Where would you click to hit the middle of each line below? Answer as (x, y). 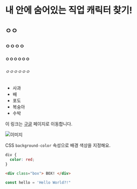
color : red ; (22, 160)
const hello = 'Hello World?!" (38, 182)
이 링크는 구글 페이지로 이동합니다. (39, 124)
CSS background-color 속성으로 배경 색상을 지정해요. (58, 145)
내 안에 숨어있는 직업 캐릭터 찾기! (69, 10)
